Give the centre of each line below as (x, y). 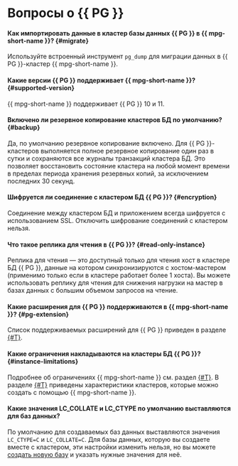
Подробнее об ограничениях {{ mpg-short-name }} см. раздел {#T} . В (113, 377)
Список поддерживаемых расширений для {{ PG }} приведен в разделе (117, 330)
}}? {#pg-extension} (38, 314)
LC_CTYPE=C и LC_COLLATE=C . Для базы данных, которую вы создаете (109, 439)
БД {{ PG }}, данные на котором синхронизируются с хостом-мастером (117, 268)
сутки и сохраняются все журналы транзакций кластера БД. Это (107, 158)
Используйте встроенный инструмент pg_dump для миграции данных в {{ (118, 56)
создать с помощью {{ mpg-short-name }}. (72, 392)
